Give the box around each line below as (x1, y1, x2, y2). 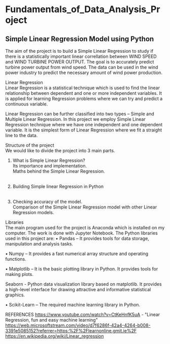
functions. (5, 256, 26, 262)
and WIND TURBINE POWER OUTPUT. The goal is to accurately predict (5, 59, 154, 64)
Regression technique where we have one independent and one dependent (5, 122, 163, 127)
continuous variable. (5, 101, 48, 107)
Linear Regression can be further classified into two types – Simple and (5, 111, 155, 117)
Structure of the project (5, 142, 54, 148)
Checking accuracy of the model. (12, 199, 83, 204)
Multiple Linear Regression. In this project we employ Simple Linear (5, 116, 146, 122)
